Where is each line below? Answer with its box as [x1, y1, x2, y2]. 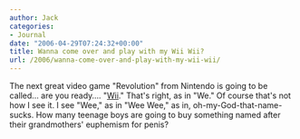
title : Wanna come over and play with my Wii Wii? [9, 47, 205, 56]
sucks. [9, 110, 34, 120]
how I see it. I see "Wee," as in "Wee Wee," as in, [9, 100, 192, 110]
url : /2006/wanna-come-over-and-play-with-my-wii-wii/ [9, 55, 221, 65]
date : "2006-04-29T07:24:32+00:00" [9, 38, 144, 48]
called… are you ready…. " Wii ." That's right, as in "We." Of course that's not [9, 90, 292, 101]
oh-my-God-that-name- [192, 100, 283, 110]
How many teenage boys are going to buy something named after [35, 110, 281, 120]
